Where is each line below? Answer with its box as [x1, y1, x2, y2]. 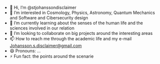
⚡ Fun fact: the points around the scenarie [9, 53, 94, 59]
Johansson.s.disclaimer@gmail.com [9, 43, 82, 48]
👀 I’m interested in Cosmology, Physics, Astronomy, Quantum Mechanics [9, 10, 155, 16]
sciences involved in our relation [9, 25, 75, 31]
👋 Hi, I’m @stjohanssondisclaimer [9, 5, 77, 10]
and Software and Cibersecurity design [9, 15, 88, 20]
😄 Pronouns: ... [9, 48, 41, 53]
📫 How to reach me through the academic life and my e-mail [9, 36, 132, 41]
